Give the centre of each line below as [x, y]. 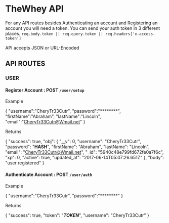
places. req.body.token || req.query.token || [54, 33]
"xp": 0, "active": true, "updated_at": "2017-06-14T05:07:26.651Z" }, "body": [85, 158]
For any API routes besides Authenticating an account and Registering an [81, 23]
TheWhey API [35, 9]
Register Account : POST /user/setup [45, 90]
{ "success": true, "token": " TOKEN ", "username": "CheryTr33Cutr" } [77, 215]
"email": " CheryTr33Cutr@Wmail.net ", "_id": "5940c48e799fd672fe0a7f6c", [85, 152]
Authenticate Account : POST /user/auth [49, 174]
